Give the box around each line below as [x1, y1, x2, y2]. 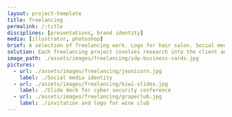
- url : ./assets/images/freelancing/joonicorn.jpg [13, 67, 162, 74]
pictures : [7, 61, 36, 68]
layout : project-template [7, 10, 81, 17]
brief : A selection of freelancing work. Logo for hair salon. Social [7, 42, 215, 49]
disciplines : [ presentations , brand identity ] [7, 29, 144, 36]
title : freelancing [7, 17, 64, 23]
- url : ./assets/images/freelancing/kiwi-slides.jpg [13, 81, 168, 87]
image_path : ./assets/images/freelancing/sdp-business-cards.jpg [7, 55, 199, 62]
